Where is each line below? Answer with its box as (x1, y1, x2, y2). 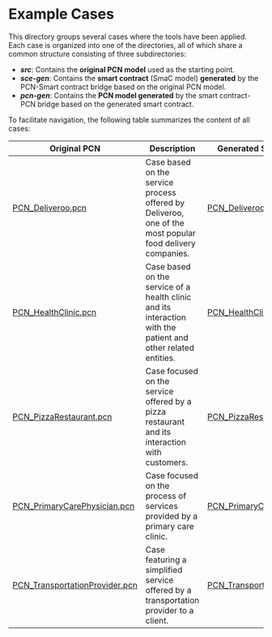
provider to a (145, 605, 194, 616)
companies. (145, 247, 190, 259)
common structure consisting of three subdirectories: (8, 49, 186, 58)
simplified (145, 564, 183, 575)
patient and (145, 332, 189, 343)
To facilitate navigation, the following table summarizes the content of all (8, 114, 250, 124)
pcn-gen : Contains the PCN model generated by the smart (19, 90, 218, 100)
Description (149, 143, 196, 154)
